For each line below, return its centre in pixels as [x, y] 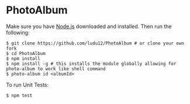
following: [18, 32]
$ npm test [19, 95]
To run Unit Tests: [27, 85]
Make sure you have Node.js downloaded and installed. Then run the [89, 26]
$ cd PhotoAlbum [26, 53]
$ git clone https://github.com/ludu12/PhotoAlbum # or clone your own [95, 43]
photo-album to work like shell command [56, 69]
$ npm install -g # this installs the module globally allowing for [91, 64]
